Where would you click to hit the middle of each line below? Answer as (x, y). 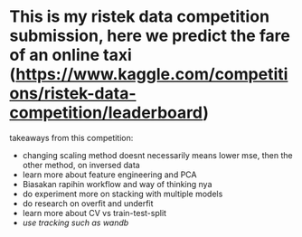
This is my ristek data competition (139, 17)
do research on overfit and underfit (88, 203)
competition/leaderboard (106, 113)
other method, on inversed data (81, 165)
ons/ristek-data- (73, 94)
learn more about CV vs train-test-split (94, 213)
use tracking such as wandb (75, 223)
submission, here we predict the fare (150, 36)
